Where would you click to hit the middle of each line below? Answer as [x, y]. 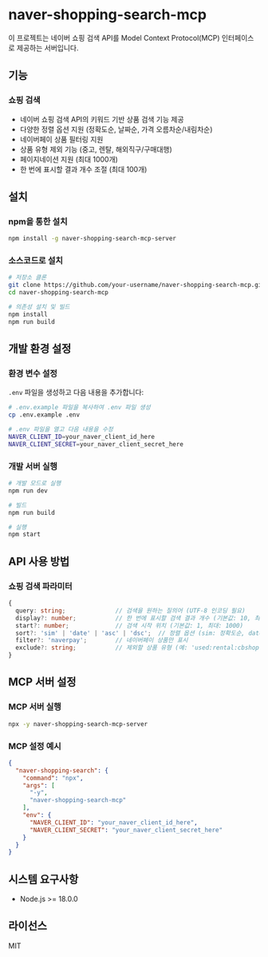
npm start [25, 534]
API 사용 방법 [39, 561]
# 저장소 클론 [28, 277]
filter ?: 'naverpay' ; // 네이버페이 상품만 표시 [102, 640]
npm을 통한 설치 [38, 221]
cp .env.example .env [44, 415]
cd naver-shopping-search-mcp [59, 293]
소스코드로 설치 [36, 261]
